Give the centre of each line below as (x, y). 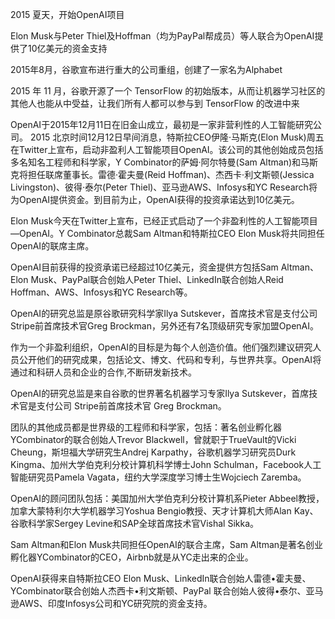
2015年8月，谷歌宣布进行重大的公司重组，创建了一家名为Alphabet (146, 69)
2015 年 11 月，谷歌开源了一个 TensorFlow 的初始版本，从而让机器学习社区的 (168, 91)
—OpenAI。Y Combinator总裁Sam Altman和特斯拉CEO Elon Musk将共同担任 (167, 233)
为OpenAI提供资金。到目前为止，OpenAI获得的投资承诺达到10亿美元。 (155, 199)
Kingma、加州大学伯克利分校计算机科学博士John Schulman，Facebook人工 (166, 464)
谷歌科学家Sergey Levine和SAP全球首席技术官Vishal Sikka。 (135, 523)
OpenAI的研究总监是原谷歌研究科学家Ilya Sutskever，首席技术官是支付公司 (164, 313)
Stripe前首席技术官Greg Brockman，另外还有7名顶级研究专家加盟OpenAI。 (164, 326)
